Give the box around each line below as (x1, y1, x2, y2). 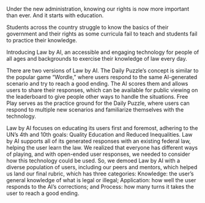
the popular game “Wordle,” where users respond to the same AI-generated (6, 74, 198, 80)
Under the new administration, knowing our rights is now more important (6, 6, 190, 12)
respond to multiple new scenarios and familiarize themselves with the (6, 106, 184, 113)
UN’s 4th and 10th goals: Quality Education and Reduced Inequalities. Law (6, 131, 193, 138)
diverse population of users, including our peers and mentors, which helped (6, 164, 198, 170)
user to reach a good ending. (6, 190, 80, 197)
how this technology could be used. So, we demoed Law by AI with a (6, 157, 181, 164)
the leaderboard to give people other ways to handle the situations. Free (6, 93, 188, 100)
